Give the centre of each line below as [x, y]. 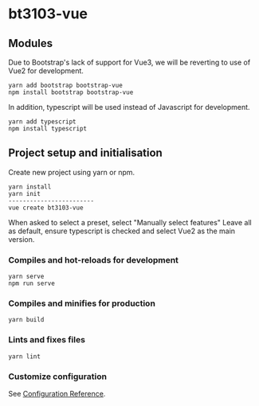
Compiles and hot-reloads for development [94, 260]
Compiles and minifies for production [82, 303]
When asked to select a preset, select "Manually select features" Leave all [130, 222]
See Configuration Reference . [57, 394]
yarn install [30, 187]
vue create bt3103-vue [46, 208]
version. [22, 239]
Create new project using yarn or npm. [72, 172]
